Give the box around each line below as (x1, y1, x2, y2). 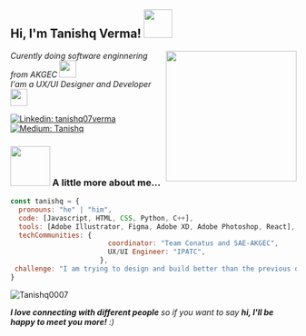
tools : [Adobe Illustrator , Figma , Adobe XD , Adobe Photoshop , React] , (18, 222, 296, 232)
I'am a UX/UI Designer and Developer (10, 78, 152, 89)
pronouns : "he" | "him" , (18, 205, 113, 214)
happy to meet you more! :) (10, 316, 114, 327)
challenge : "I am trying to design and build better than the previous (14, 264, 291, 273)
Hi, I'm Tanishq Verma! (10, 26, 142, 42)
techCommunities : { (18, 231, 93, 240)
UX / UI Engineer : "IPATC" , (107, 247, 206, 257)
